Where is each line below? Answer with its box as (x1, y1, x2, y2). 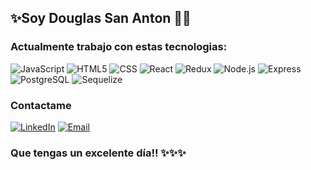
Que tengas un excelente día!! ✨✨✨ (10, 146, 187, 160)
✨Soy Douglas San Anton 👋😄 (10, 10, 192, 27)
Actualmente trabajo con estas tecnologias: (10, 40, 228, 54)
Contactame (10, 98, 72, 112)
